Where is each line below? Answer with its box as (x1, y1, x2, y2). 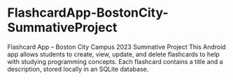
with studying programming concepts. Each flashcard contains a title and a (7, 57, 223, 65)
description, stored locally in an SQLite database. (7, 65, 149, 73)
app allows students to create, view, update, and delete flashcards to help (7, 50, 220, 58)
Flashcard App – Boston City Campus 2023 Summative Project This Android (7, 42, 226, 51)
